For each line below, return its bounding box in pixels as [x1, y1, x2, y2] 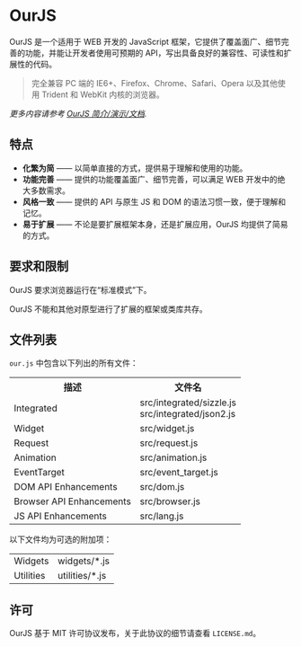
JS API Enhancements [13, 510, 108, 522]
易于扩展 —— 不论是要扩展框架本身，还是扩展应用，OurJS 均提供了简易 [22, 218, 289, 229]
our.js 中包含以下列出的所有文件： [9, 358, 138, 368]
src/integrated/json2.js [139, 408, 236, 421]
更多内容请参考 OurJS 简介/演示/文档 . [9, 108, 147, 119]
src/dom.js [139, 481, 185, 493]
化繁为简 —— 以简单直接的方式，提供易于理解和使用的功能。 [22, 163, 248, 173]
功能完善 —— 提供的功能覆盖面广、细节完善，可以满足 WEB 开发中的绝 [22, 173, 286, 184]
